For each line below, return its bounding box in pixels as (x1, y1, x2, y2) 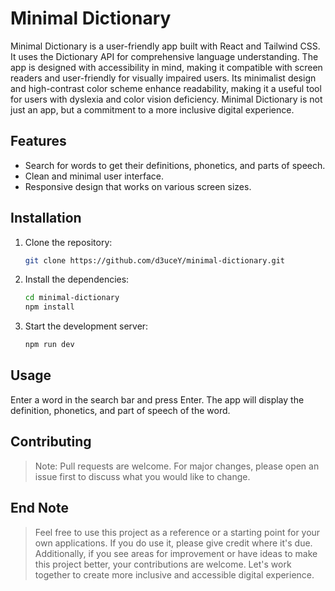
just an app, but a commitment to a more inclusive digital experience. (10, 103, 295, 116)
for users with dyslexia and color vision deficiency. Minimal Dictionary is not (10, 93, 323, 105)
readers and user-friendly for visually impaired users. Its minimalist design (10, 72, 317, 84)
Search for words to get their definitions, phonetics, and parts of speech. (24, 159, 326, 171)
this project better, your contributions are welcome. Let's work (34, 558, 292, 570)
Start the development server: (24, 320, 149, 332)
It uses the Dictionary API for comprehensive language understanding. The (10, 50, 319, 62)
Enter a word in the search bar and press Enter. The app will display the (10, 393, 305, 406)
